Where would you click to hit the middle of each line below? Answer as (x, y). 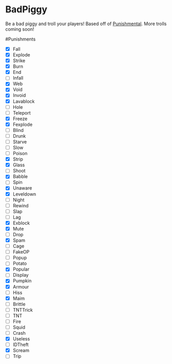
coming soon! (20, 29)
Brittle (19, 304)
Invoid (19, 95)
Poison (20, 154)
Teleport (22, 113)
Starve (20, 142)
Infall (18, 78)
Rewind (21, 205)
